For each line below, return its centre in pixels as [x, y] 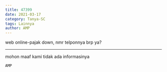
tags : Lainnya [20, 24]
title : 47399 [19, 10]
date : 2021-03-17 [23, 14]
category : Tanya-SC [25, 19]
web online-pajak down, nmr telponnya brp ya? [53, 42]
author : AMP [17, 28]
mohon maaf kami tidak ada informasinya [47, 57]
